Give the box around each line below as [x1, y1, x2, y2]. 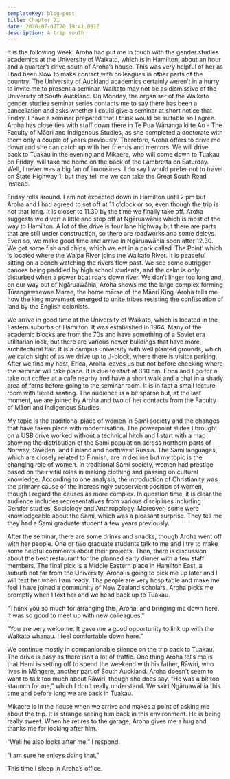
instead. [7, 179, 30, 188]
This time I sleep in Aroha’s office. [7, 765, 103, 773]
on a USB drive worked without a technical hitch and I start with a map [7, 431, 206, 440]
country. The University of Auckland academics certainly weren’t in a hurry [7, 77, 220, 86]
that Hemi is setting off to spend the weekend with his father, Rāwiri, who [7, 660, 214, 668]
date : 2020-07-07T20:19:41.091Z [7, 23, 100, 30]
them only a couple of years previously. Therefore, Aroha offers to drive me [7, 135, 221, 144]
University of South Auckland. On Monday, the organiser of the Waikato [7, 92, 209, 100]
